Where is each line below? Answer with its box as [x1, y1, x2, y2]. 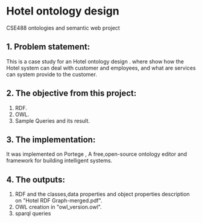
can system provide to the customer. [6, 71, 98, 78]
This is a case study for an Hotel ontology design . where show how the [6, 57, 184, 65]
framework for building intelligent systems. [6, 157, 113, 164]
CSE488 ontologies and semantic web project [6, 24, 121, 31]
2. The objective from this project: [6, 88, 137, 99]
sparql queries [14, 210, 51, 217]
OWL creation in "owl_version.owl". [14, 204, 103, 211]
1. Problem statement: [6, 42, 90, 52]
